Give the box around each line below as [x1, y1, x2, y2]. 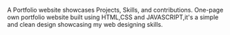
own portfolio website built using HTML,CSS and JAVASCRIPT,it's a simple [7, 13, 219, 21]
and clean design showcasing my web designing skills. [7, 21, 164, 28]
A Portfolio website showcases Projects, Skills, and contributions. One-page [7, 6, 224, 14]
